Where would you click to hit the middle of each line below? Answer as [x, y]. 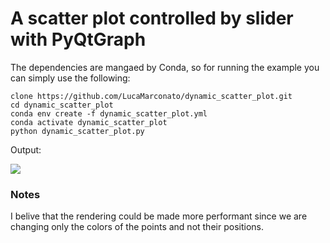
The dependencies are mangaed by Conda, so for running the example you [165, 67]
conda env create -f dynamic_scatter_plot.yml [109, 113]
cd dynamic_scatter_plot [62, 105]
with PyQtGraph [78, 39]
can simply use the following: [70, 78]
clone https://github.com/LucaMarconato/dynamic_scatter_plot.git [151, 96]
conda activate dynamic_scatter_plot [89, 122]
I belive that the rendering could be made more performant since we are [159, 216]
